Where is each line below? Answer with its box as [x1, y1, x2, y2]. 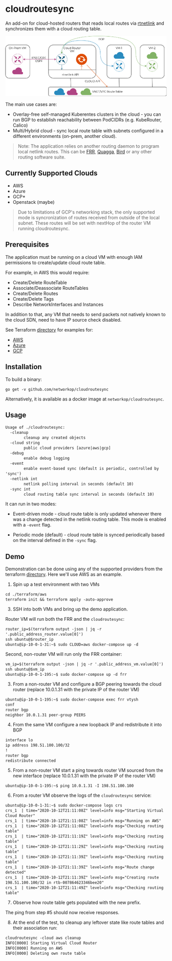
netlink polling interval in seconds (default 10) [24, 482, 134, 487]
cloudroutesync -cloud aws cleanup [5, 935, 81, 941]
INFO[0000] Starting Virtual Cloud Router [5, 940, 97, 946]
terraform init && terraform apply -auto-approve [5, 597, 114, 602]
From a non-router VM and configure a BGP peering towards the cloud [12, 681, 162, 687]
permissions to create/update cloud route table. [5, 259, 106, 266]
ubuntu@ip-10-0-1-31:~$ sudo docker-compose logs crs [5, 803, 123, 808]
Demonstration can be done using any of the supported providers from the [5, 566, 163, 572]
